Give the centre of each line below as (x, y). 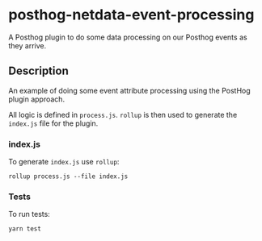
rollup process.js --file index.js (68, 177)
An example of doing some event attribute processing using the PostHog (129, 90)
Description (38, 71)
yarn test (25, 229)
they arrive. (27, 45)
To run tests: (29, 214)
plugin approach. (37, 99)
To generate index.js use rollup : (64, 162)
